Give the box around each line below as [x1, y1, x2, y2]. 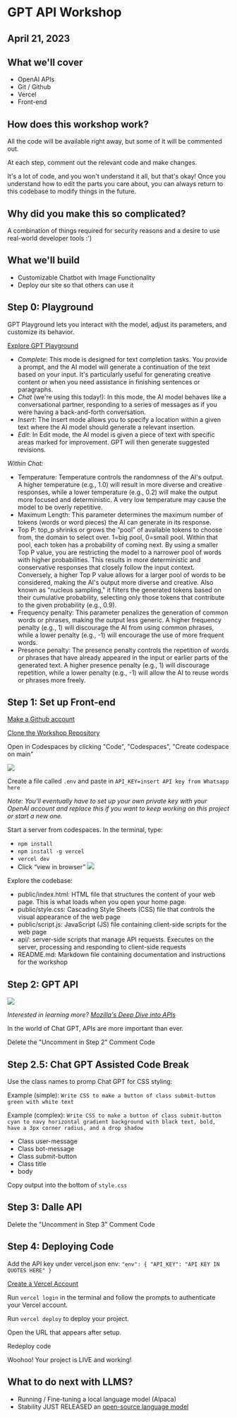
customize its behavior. [7, 327, 75, 336]
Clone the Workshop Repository [7, 728, 100, 737]
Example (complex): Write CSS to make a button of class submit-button [7, 1111, 222, 1119]
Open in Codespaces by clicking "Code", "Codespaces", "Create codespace [7, 743, 229, 751]
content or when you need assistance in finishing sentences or [17, 377, 200, 386]
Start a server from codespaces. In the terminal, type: [7, 825, 164, 834]
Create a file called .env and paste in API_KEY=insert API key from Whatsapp [7, 777, 229, 786]
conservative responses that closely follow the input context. [17, 563, 195, 571]
